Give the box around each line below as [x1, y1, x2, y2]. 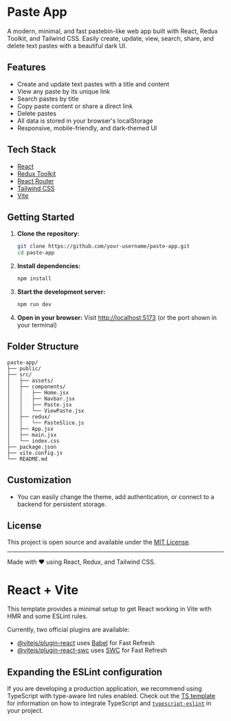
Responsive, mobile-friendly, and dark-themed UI [16, 123, 157, 132]
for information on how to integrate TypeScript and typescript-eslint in [7, 699, 212, 707]
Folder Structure [7, 341, 79, 352]
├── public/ [7, 365, 41, 372]
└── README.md [7, 456, 48, 463]
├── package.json [7, 443, 57, 450]
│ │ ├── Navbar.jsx [7, 395, 76, 402]
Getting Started [7, 211, 75, 223]
